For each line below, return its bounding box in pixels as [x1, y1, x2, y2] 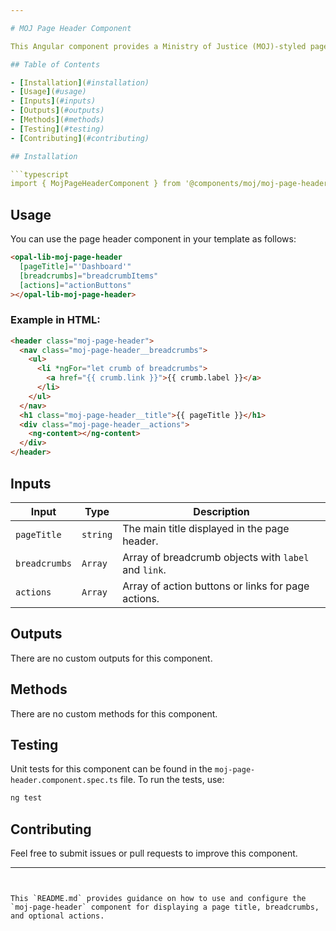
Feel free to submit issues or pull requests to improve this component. [10, 847, 298, 860]
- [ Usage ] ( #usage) [10, 87, 87, 97]
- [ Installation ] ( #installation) [10, 77, 150, 88]
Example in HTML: [10, 313, 101, 327]
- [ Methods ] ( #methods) [10, 115, 105, 125]
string [81, 529, 113, 540]
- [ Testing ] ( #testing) [10, 124, 105, 134]
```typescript [10, 169, 70, 180]
